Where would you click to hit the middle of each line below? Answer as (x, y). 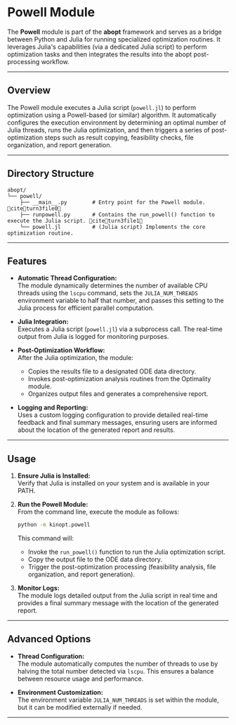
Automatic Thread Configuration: (67, 278)
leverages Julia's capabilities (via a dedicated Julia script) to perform (107, 47)
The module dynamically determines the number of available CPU (113, 285)
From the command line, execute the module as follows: (98, 512)
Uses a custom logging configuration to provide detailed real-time (113, 415)
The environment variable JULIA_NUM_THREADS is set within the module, (118, 700)
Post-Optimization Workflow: (61, 350)
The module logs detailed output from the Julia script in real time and (117, 595)
